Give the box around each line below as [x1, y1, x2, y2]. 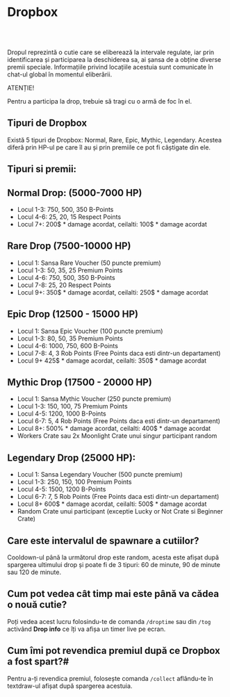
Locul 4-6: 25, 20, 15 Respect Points [17, 213, 122, 221]
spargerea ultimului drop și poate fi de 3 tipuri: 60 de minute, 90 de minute [7, 561, 221, 569]
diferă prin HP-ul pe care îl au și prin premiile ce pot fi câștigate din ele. [7, 143, 211, 151]
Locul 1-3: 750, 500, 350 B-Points [17, 205, 114, 213]
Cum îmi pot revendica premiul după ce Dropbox [7, 645, 221, 657]
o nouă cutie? [7, 599, 67, 611]
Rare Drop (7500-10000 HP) [7, 240, 131, 252]
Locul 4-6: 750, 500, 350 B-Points [17, 273, 116, 281]
